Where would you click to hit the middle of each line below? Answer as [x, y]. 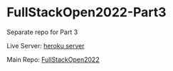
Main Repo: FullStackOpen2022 [53, 59]
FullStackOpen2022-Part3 [86, 12]
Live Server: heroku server [46, 45]
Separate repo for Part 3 [42, 32]
